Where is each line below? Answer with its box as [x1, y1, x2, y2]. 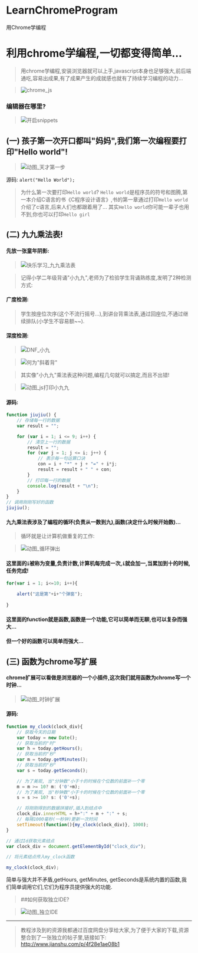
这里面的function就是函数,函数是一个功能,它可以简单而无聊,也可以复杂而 [6, 616, 183, 623]
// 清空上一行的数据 [27, 439, 71, 445]
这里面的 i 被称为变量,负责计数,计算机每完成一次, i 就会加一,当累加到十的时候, [6, 560, 190, 567]
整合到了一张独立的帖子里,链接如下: [20, 934, 107, 941]
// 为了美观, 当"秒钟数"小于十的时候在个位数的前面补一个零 [16, 789, 146, 795]
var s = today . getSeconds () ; [16, 767, 88, 773]
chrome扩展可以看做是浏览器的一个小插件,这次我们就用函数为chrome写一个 [6, 674, 191, 681]
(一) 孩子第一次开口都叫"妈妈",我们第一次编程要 [6, 136, 180, 146]
